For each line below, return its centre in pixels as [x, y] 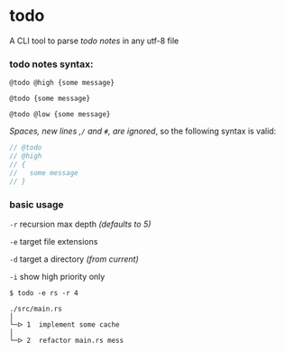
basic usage [37, 204]
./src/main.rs [36, 309]
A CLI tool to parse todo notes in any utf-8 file [94, 41]
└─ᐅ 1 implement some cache [64, 324]
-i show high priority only [57, 276]
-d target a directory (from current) [74, 259]
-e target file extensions [54, 241]
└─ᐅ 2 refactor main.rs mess [67, 340]
